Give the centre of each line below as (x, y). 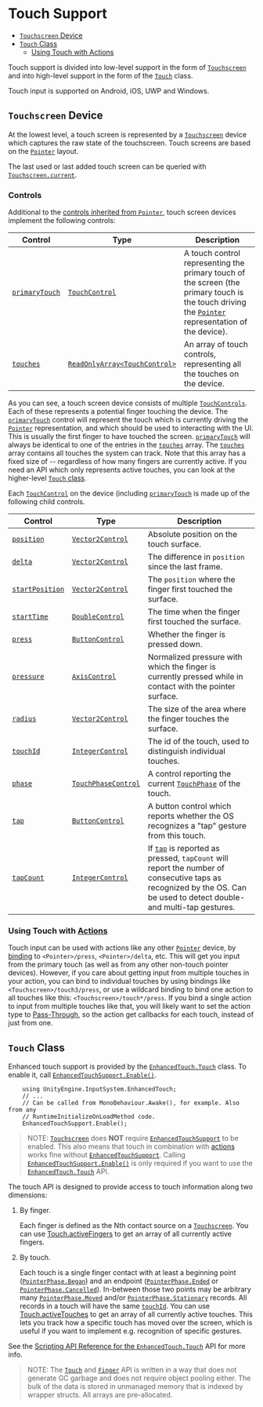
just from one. (31, 1023)
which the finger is (182, 667)
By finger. (35, 1211)
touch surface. (175, 544)
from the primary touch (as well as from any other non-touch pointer (118, 965)
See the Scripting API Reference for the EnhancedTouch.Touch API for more (127, 1347)
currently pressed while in (195, 677)
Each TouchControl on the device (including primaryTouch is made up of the (129, 493)
